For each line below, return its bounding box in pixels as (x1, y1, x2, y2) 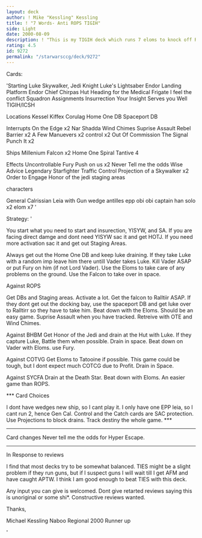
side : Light (6, 25, 36, 32)
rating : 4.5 (6, 43, 36, 49)
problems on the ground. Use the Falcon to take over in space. (6, 270, 161, 277)
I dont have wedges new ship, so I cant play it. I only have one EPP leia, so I (6, 403, 194, 411)
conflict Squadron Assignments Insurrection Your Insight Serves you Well (6, 95, 188, 102)
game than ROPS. (6, 380, 50, 387)
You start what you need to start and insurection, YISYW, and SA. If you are (6, 227, 192, 234)
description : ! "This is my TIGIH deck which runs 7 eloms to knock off (6, 37, 192, 43)
